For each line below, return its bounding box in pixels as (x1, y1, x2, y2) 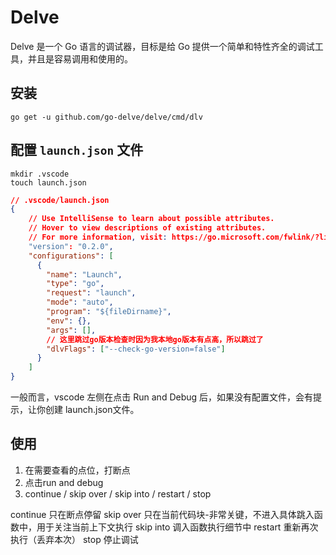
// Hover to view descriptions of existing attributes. (28, 223, 267, 233)
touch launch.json (10, 177, 87, 188)
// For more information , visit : (28, 232, 168, 243)
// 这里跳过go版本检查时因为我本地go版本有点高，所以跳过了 (46, 334, 264, 345)
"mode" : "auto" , (46, 297, 114, 308)
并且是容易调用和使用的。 (27, 52, 133, 65)
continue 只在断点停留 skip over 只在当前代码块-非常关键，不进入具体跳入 (10, 508, 315, 520)
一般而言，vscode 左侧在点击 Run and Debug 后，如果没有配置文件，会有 (10, 391, 314, 403)
